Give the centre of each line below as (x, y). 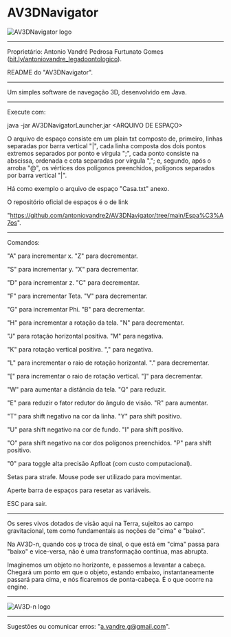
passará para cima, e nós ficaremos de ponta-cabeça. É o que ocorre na (110, 579)
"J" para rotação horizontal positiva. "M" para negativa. (85, 336)
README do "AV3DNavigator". (50, 72)
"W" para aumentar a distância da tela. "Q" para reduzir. (87, 389)
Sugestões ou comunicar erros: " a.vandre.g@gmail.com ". (89, 626)
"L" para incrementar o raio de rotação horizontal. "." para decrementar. (108, 363)
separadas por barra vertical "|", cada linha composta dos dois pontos (107, 145)
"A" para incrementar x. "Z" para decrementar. (73, 256)
